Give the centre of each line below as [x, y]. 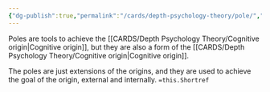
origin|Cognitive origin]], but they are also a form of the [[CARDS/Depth [127, 47]
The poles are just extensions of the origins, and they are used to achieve [130, 71]
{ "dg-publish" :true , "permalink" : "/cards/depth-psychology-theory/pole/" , [135, 16]
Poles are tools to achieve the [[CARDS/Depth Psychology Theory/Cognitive [134, 38]
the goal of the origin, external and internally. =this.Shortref [109, 79]
